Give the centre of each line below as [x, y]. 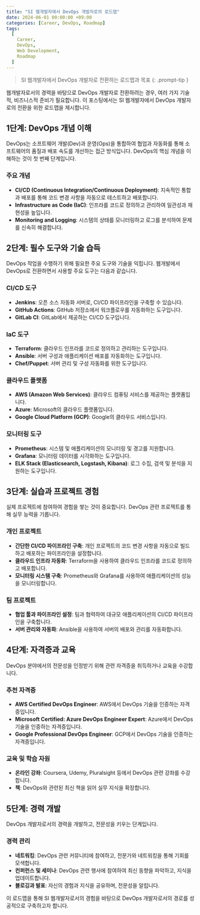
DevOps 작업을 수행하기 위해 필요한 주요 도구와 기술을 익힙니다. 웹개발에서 [93, 264]
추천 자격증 [21, 690]
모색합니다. [28, 863]
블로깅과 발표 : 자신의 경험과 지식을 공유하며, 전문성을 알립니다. [87, 885]
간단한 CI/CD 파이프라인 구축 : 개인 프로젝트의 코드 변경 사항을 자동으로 [97, 545]
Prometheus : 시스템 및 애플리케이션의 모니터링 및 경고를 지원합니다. [95, 448]
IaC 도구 [18, 334]
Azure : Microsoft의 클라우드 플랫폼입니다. [64, 410]
